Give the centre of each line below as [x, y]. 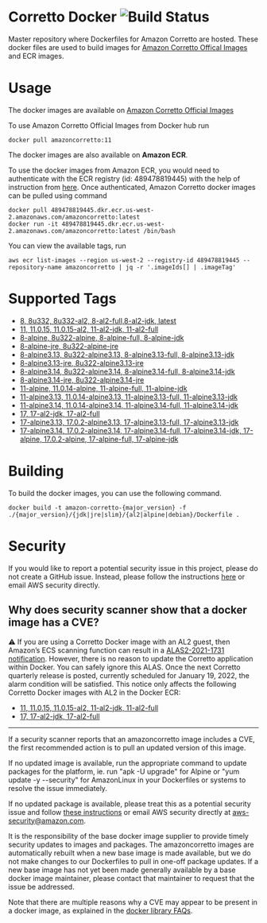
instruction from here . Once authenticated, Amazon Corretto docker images [132, 187]
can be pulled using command [58, 196]
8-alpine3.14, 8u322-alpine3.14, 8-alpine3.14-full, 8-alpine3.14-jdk [128, 371]
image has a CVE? [54, 623]
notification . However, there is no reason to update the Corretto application [131, 658]
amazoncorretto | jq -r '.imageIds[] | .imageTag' [151, 267]
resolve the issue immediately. [58, 788]
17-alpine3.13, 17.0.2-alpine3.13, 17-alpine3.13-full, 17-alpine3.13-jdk [129, 422]
